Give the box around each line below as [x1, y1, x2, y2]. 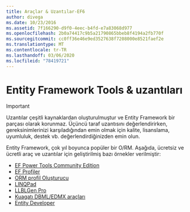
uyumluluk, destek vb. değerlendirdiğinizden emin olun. [6, 133, 140, 140]
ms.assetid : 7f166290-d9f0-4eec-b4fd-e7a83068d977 [6, 25, 133, 31]
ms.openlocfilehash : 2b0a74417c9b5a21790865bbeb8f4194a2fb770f [6, 31, 164, 37]
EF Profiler [14, 168, 40, 175]
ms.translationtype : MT [6, 42, 65, 48]
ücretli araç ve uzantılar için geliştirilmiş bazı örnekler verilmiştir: [6, 151, 161, 158]
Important [6, 102, 30, 110]
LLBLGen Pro [14, 187, 47, 194]
